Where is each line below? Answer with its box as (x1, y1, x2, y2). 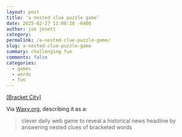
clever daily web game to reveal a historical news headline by (21, 117, 176, 125)
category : (6, 32, 32, 38)
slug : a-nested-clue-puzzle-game (6, 43, 92, 49)
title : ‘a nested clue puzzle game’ (6, 15, 100, 21)
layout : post (6, 9, 40, 15)
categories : (6, 60, 37, 66)
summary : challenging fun (6, 49, 72, 55)
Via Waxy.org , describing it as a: (6, 105, 87, 113)
